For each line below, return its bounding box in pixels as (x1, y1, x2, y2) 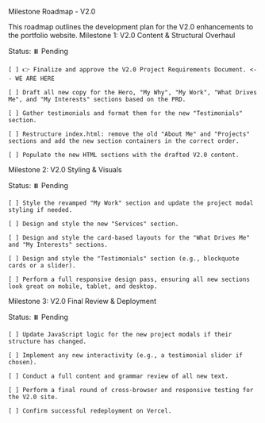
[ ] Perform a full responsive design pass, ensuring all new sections (8, 275, 250, 283)
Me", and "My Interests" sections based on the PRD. (8, 95, 186, 103)
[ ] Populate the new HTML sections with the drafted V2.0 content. (8, 151, 240, 159)
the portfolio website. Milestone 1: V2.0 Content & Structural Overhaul (8, 31, 236, 40)
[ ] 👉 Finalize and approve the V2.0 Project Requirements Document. (8, 66, 247, 74)
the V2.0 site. (8, 393, 59, 401)
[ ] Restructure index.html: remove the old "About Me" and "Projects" (8, 130, 250, 138)
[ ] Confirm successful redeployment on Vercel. (8, 407, 172, 415)
